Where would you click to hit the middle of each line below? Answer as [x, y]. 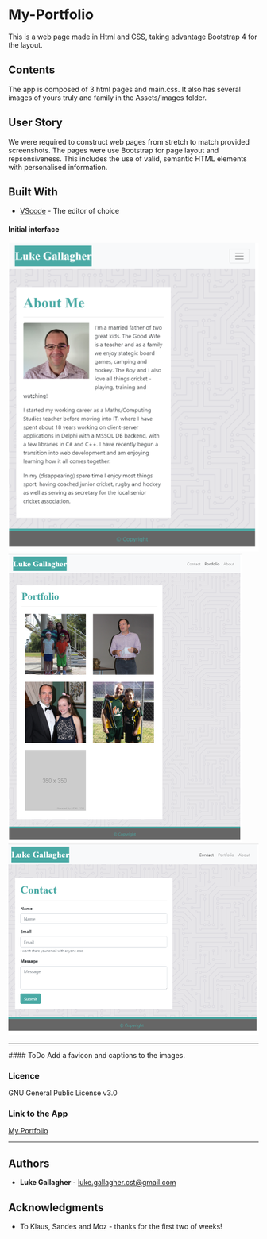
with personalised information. [58, 167]
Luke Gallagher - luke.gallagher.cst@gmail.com [98, 1183]
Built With [33, 192]
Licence [24, 1075]
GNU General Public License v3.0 [63, 1093]
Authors [29, 1163]
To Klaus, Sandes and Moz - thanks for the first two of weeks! [121, 1226]
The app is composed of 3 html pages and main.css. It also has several [124, 89]
